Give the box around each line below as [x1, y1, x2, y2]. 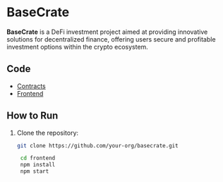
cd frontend [20, 154, 56, 162]
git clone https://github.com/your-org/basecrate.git [16, 142, 179, 149]
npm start [20, 168, 49, 175]
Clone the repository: [16, 128, 79, 137]
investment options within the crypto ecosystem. [6, 42, 149, 51]
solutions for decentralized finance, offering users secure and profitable [6, 35, 216, 43]
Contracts [16, 82, 47, 90]
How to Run [6, 110, 59, 122]
